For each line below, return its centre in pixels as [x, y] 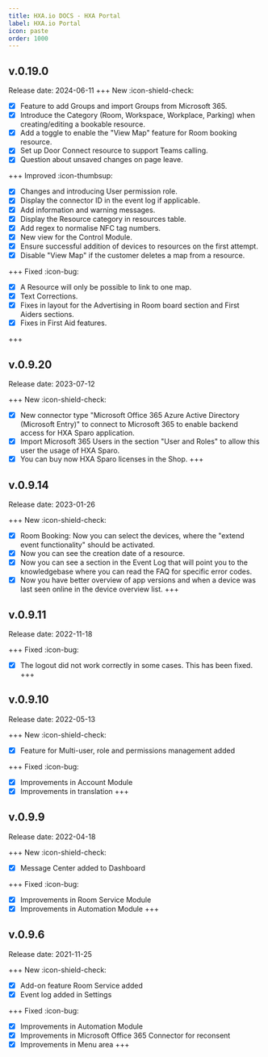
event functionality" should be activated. [88, 545]
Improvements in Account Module [76, 782]
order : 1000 [28, 38]
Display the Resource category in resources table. [103, 219]
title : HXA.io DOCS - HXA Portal [65, 16]
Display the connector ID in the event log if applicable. [110, 201]
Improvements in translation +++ [74, 791]
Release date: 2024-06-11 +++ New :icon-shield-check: [101, 90]
